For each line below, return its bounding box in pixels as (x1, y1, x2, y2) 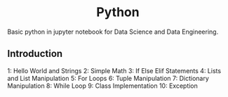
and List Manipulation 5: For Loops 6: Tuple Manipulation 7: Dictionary (7, 74, 209, 82)
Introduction (7, 48, 63, 60)
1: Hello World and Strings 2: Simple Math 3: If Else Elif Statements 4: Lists (7, 66, 222, 75)
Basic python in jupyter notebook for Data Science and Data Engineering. (7, 27, 219, 36)
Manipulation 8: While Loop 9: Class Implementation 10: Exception (7, 82, 199, 90)
